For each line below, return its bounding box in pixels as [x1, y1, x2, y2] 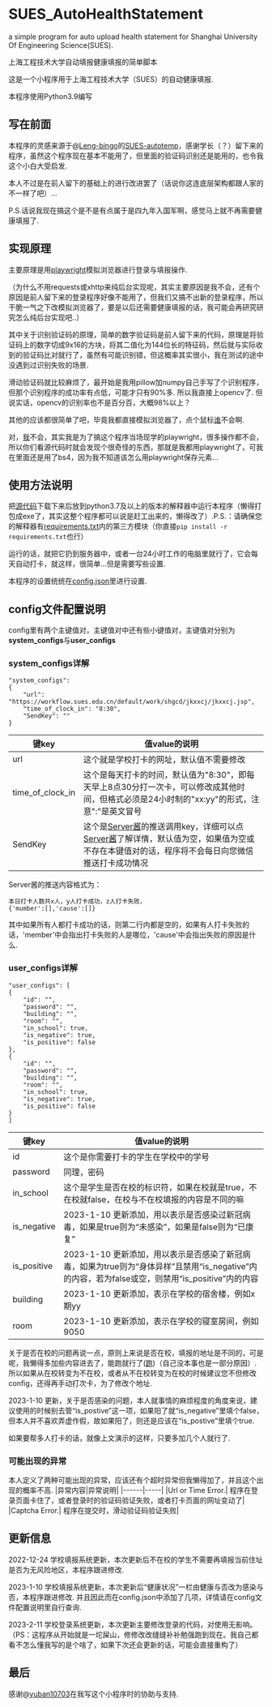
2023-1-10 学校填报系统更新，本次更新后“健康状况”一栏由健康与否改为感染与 [8, 1582, 264, 1592]
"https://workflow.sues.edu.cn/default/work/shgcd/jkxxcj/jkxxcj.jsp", [8, 698, 255, 706]
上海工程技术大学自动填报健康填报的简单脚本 [8, 57, 158, 66]
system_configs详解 [8, 658, 90, 669]
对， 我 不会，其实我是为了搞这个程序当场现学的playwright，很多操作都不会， [8, 431, 264, 442]
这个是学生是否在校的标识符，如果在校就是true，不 [63, 1182, 257, 1193]
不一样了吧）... [8, 188, 58, 198]
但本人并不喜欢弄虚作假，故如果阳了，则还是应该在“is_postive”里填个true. [8, 1416, 255, 1426]
